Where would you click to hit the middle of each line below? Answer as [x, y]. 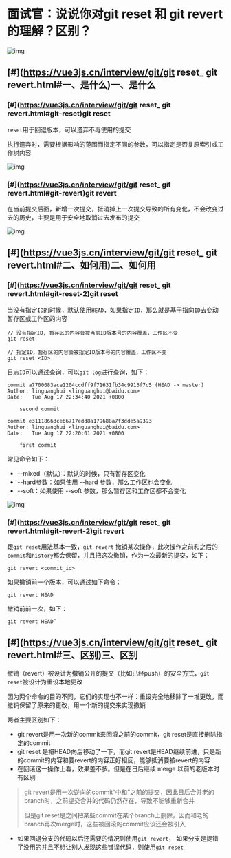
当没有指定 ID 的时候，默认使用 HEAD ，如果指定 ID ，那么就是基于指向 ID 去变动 [113, 310]
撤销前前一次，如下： [37, 608]
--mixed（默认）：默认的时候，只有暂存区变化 [81, 473]
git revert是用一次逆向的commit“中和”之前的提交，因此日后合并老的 [119, 792]
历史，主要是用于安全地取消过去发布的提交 [79, 217]
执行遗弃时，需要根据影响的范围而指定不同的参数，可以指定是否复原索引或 [112, 144]
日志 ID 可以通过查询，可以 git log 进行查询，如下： [78, 372]
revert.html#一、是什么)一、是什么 [81, 85]
